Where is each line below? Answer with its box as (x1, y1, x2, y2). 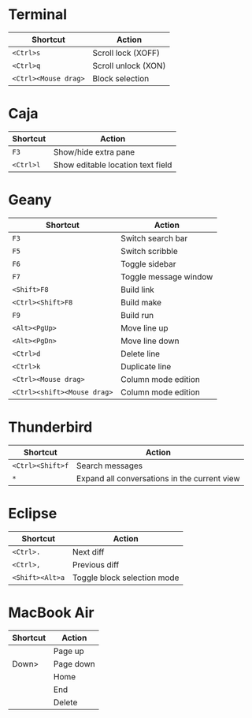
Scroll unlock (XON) (92, 60, 166, 71)
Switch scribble (120, 245, 179, 256)
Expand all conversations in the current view (76, 473, 240, 484)
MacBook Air (8, 604, 94, 621)
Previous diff (72, 559, 120, 570)
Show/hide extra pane (54, 146, 135, 157)
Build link (120, 284, 155, 295)
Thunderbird (8, 418, 93, 436)
